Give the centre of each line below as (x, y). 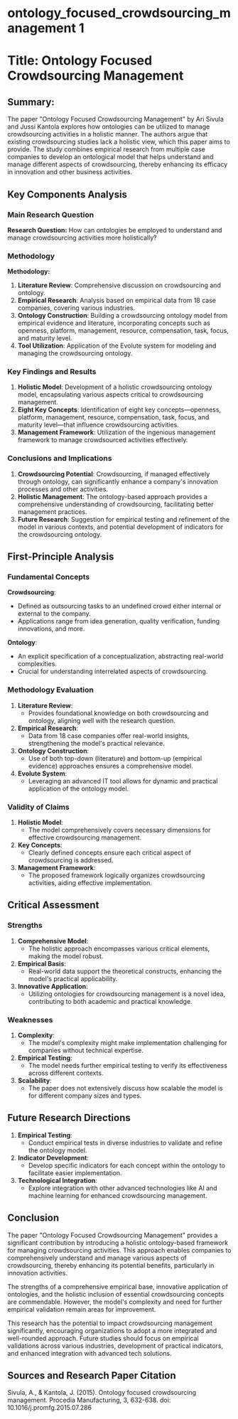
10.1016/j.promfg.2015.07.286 (50, 1408)
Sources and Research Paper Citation (92, 1376)
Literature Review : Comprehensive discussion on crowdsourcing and (119, 285)
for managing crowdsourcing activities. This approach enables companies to (119, 1250)
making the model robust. (66, 956)
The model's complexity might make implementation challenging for (128, 1043)
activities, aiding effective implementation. (90, 883)
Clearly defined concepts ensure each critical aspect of (110, 853)
